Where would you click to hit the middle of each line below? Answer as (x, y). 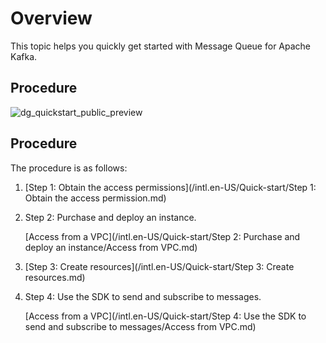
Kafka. (24, 56)
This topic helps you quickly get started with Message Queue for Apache (161, 46)
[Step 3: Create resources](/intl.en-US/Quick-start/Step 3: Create (159, 266)
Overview (51, 18)
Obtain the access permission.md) (95, 198)
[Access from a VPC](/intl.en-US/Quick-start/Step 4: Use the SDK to (165, 316)
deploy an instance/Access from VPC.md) (111, 247)
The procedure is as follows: (69, 168)
